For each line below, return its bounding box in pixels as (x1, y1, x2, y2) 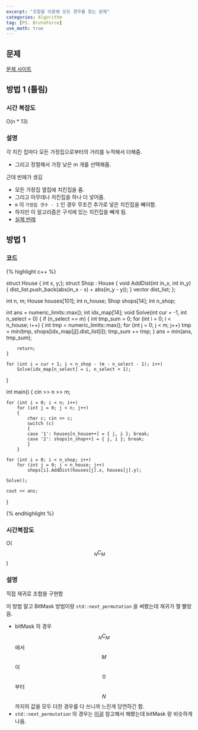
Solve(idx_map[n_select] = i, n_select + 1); (17, 366, 132, 372)
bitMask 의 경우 (14, 623, 52, 630)
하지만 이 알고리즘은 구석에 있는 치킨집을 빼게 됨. (14, 208, 127, 215)
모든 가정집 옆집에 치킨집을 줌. (14, 186, 85, 193)
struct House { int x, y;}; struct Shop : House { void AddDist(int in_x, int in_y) (6, 280, 191, 287)
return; (17, 345, 36, 351)
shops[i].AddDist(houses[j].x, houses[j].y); (27, 467, 142, 473)
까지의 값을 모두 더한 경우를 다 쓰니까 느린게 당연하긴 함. (14, 703, 145, 710)
